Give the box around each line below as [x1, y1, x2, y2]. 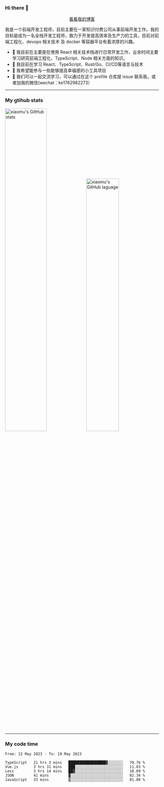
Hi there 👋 [5, 4, 29, 11]
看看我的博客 [69, 16, 95, 22]
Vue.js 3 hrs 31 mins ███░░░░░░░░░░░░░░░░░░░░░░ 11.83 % [5, 764, 145, 769]
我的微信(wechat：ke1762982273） [20, 80, 93, 86]
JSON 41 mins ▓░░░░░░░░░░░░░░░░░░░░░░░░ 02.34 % [5, 773, 145, 778]
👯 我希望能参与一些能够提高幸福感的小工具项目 [12, 68, 106, 73]
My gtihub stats [5, 97, 43, 104]
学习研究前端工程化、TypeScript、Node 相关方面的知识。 [12, 55, 128, 61]
